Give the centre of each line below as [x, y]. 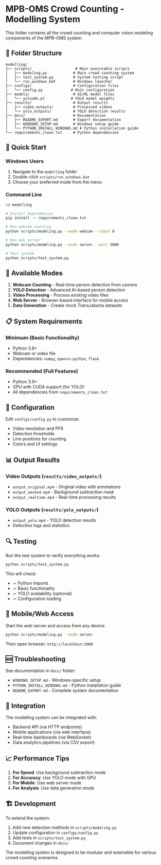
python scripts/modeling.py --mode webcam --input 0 [60, 231]
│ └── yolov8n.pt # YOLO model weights [60, 98]
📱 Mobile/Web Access [40, 614]
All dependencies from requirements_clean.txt [60, 392]
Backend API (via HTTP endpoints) [47, 727]
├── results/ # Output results [57, 103]
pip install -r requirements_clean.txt [46, 218]
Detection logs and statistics [41, 526]
